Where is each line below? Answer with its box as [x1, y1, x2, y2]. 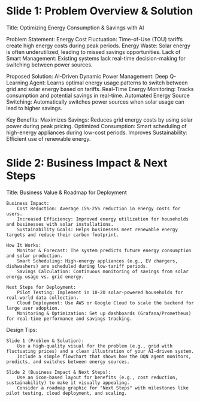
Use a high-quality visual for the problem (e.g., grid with [17, 343, 172, 349]
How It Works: [6, 242, 42, 248]
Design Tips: [6, 326, 38, 333]
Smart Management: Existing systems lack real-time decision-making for [6, 55, 186, 62]
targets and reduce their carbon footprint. [6, 232, 119, 238]
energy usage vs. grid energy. [6, 274, 84, 280]
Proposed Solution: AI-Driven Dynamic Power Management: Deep [6, 72, 169, 80]
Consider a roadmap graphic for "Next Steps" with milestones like [17, 385, 189, 391]
